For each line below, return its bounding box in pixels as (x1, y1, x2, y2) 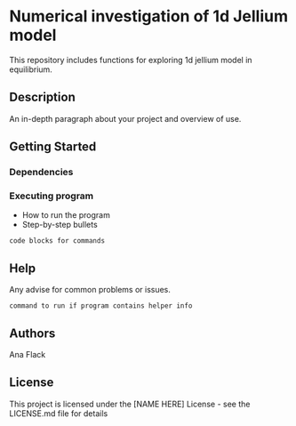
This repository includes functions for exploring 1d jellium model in (9, 54, 252, 65)
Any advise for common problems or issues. (9, 285, 172, 295)
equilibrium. (9, 64, 53, 75)
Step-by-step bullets (21, 220, 98, 230)
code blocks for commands (9, 237, 105, 245)
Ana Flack (9, 349, 46, 359)
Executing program (9, 189, 94, 202)
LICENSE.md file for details (9, 407, 108, 419)
